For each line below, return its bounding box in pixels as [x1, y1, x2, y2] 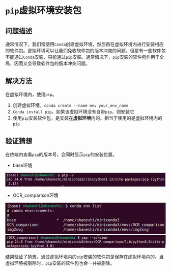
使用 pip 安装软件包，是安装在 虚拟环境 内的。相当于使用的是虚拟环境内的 [12, 115, 163, 121]
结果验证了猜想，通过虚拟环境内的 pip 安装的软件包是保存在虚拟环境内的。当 [5, 254, 164, 260]
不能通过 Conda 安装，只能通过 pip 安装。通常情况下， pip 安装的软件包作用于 [5, 54, 160, 60]
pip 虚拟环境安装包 [5, 5, 81, 16]
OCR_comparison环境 [12, 192, 59, 198]
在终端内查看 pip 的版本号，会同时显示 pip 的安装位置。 [5, 151, 117, 157]
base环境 [12, 162, 32, 168]
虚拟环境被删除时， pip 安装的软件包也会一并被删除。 [5, 260, 115, 266]
